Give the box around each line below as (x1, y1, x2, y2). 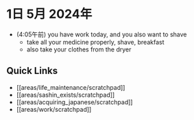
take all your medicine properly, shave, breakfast (26, 38, 165, 46)
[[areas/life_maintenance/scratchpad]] (16, 83, 125, 91)
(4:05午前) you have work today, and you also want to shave (16, 30, 187, 38)
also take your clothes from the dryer (26, 45, 132, 53)
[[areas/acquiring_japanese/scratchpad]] (16, 97, 133, 106)
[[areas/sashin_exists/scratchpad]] (16, 91, 115, 99)
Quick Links (6, 65, 58, 77)
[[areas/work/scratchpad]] (16, 105, 92, 113)
